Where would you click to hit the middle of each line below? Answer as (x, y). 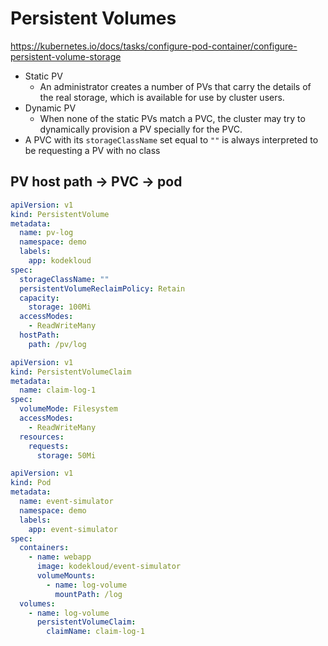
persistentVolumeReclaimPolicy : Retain (102, 288)
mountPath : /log (88, 594)
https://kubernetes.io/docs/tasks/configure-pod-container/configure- (154, 46)
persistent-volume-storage (66, 56)
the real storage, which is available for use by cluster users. (162, 97)
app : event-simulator (73, 529)
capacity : (39, 298)
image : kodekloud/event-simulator (109, 567)
